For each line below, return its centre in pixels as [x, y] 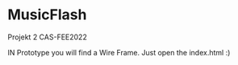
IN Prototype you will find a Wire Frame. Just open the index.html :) [119, 52]
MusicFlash [47, 15]
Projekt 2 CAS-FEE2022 [48, 37]
